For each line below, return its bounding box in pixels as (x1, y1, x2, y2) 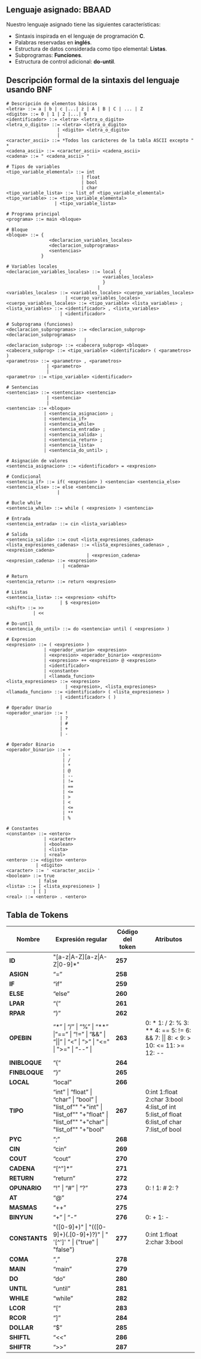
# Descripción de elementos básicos (6, 100, 98, 107)
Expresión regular (55, 935, 108, 944)
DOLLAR (9, 1324, 34, 1332)
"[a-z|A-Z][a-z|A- (53, 953, 108, 961)
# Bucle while (6, 499, 42, 506)
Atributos (154, 935, 182, 944)
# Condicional (6, 474, 42, 480)
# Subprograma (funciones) (6, 321, 74, 327)
